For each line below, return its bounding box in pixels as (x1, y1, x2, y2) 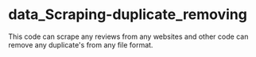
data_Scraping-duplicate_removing (8, 6, 248, 24)
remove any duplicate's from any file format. (8, 40, 153, 49)
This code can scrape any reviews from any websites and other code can (8, 32, 249, 41)
